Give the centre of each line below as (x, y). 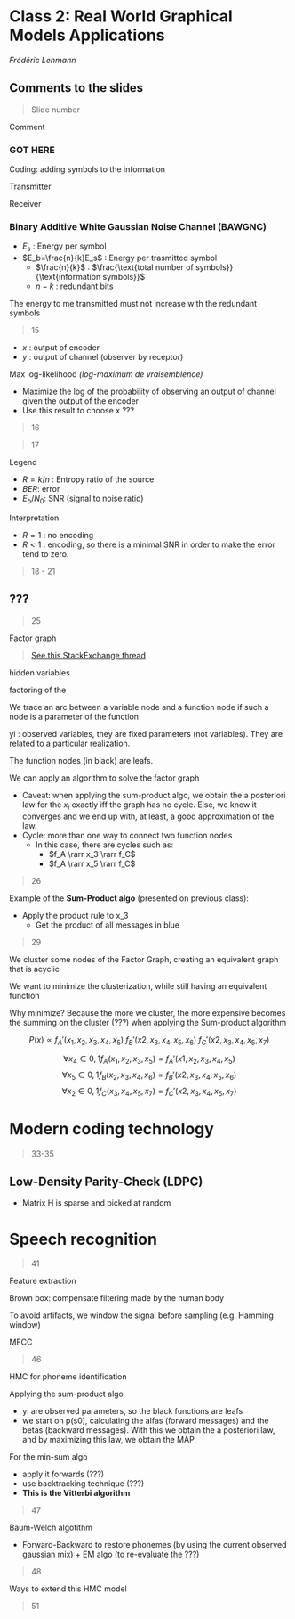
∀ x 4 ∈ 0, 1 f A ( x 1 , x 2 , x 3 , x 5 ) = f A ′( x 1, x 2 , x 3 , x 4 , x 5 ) (149, 1060)
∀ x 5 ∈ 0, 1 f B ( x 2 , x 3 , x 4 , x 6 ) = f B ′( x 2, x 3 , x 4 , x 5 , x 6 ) (149, 1075)
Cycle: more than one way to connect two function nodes (127, 835)
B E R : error (41, 489)
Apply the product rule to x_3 (75, 915)
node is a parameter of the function (74, 716)
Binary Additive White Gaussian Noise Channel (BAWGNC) (138, 226)
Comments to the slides (76, 88)
